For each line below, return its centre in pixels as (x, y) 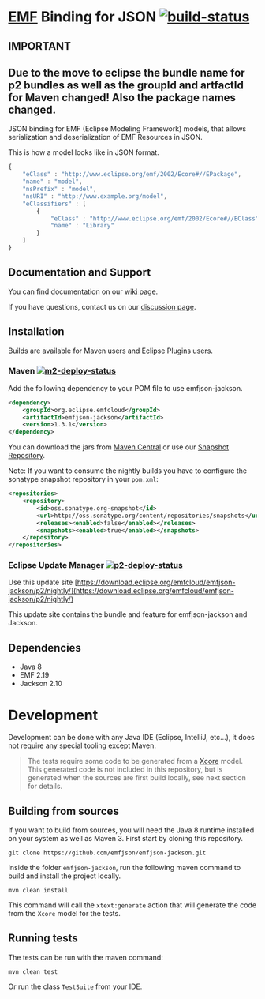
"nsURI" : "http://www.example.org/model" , (95, 196)
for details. (45, 787)
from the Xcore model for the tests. (64, 914)
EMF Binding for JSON (82, 17)
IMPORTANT (39, 46)
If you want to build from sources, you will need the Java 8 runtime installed (131, 830)
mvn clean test (33, 971)
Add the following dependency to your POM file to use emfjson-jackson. (125, 388)
